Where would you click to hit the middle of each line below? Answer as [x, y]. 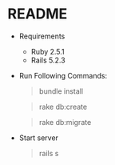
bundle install [61, 91]
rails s [49, 153]
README [38, 14]
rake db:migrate [65, 122]
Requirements [42, 36]
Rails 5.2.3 [48, 60]
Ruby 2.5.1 [48, 51]
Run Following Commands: [63, 75]
